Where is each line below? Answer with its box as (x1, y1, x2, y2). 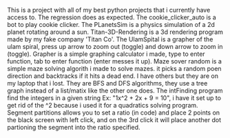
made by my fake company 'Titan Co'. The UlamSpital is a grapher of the (7, 35, 213, 43)
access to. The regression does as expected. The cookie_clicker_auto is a (7, 13, 217, 21)
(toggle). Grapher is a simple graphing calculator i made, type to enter (7, 50, 205, 58)
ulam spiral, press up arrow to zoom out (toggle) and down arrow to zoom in (7, 43, 223, 50)
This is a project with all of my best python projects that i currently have (7, 6, 211, 14)
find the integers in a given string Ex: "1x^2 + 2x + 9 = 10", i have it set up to (7, 94, 222, 102)
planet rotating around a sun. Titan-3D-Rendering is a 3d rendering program (7, 28, 224, 36)
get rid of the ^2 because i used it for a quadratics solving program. (7, 101, 198, 109)
